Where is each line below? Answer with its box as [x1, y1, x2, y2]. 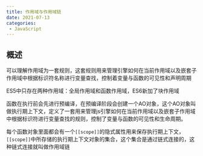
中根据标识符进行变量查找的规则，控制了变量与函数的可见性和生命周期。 [6, 115, 186, 123]
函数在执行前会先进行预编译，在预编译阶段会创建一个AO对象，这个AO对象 [6, 100, 191, 108]
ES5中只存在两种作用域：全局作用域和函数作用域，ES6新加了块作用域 [6, 87, 179, 94]
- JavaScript [8, 25, 42, 32]
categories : [6, 20, 36, 26]
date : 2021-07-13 [6, 15, 50, 21]
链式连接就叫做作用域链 [11, 143, 70, 151]
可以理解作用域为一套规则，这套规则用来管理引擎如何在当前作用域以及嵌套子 [6, 67, 197, 74]
